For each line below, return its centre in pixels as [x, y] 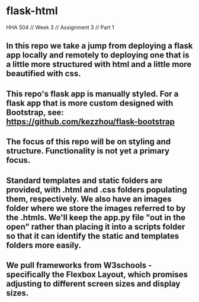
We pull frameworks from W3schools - [79, 265]
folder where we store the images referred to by [96, 208]
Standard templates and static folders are [84, 180]
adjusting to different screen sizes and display [93, 283]
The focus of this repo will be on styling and [88, 142]
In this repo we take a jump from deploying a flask [99, 46]
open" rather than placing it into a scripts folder [96, 226]
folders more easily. [44, 245]
